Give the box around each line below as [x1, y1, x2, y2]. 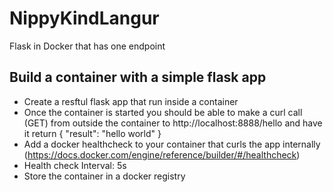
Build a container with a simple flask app [9, 69, 267, 86]
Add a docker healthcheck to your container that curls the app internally [23, 138, 321, 150]
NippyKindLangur [9, 7, 160, 30]
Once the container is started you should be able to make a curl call [23, 106, 303, 118]
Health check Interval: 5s [23, 159, 127, 171]
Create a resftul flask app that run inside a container [23, 95, 239, 107]
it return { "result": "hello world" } [23, 127, 162, 139]
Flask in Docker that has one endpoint [9, 40, 166, 52]
